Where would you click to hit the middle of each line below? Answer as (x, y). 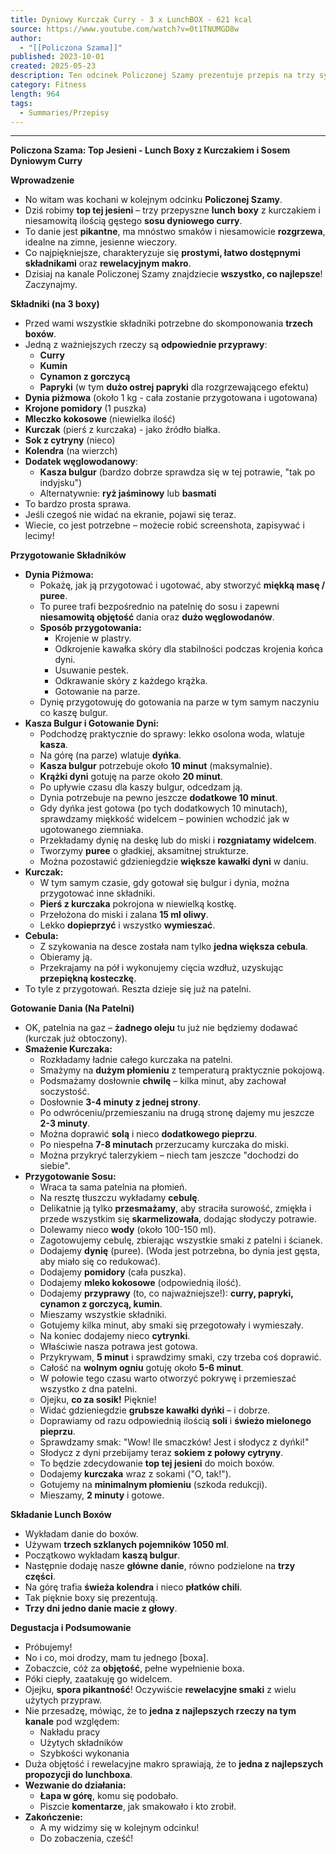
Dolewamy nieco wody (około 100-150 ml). (128, 1230)
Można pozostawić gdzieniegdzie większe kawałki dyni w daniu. (174, 862)
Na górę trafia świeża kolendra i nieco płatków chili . (133, 1587)
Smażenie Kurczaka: (68, 1049)
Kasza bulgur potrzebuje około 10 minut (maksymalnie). (156, 766)
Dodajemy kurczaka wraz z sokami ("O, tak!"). (135, 1474)
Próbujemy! (48, 1647)
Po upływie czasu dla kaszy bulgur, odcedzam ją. (141, 787)
